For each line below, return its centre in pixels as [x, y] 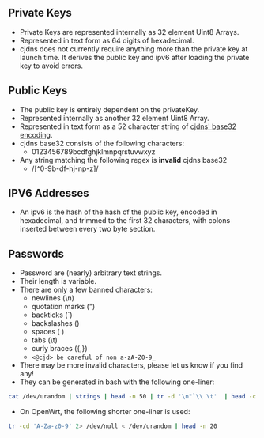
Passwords [36, 253]
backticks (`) [52, 315]
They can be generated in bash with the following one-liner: [117, 382]
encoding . [36, 134]
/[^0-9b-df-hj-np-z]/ [65, 168]
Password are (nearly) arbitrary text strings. [91, 273]
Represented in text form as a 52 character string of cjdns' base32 [128, 126]
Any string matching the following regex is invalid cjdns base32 [123, 160]
